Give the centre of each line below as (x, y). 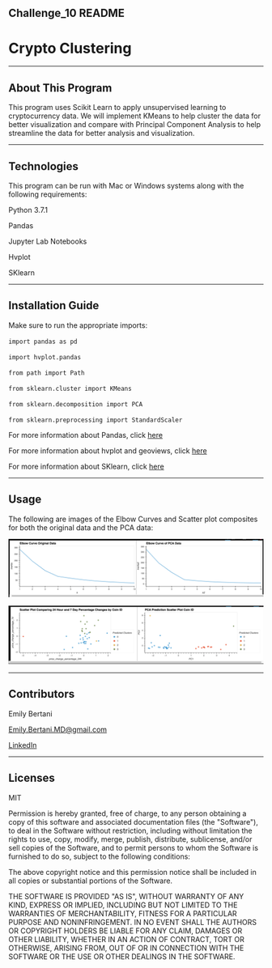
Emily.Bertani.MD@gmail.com (58, 729)
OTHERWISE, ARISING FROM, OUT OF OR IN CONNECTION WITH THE (126, 948)
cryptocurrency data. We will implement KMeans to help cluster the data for (135, 116)
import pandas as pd (43, 342)
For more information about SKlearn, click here (86, 466)
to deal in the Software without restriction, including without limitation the (130, 830)
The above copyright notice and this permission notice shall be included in (132, 872)
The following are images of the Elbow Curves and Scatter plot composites (133, 519)
